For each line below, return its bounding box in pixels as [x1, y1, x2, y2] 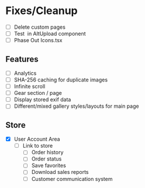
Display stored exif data [13, 96, 71, 103]
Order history [31, 149, 64, 156]
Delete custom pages [13, 23, 65, 30]
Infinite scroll [13, 83, 46, 90]
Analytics [13, 69, 37, 77]
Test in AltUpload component [13, 30, 86, 37]
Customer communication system [31, 175, 113, 182]
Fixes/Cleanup [5, 4, 78, 18]
